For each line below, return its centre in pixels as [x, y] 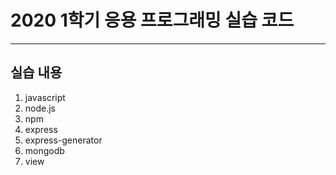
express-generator [63, 140]
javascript [45, 97]
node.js [40, 108]
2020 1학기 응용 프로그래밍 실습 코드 [152, 20]
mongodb [44, 150]
